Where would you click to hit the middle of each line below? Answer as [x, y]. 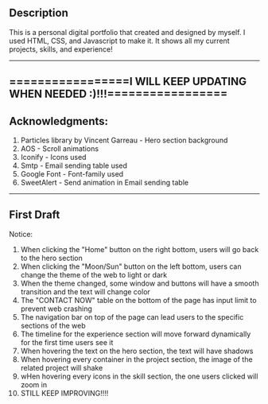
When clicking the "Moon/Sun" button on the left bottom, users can [131, 266]
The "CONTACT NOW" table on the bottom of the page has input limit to [138, 300]
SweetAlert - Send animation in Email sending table [105, 183]
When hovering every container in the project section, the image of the [136, 359]
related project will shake [62, 367]
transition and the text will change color [85, 291]
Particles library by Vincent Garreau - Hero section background [124, 140]
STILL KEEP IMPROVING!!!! [64, 393]
